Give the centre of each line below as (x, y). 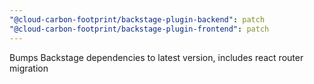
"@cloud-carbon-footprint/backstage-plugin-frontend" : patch (139, 29)
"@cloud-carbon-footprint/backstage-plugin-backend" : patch (137, 19)
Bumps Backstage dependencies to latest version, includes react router (156, 57)
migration (29, 68)
